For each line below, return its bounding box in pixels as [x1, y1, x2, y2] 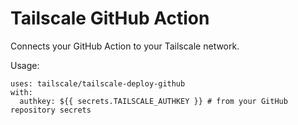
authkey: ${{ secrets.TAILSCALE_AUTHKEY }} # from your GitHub [19, 96, 288, 106]
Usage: [10, 59, 40, 71]
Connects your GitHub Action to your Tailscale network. [10, 40, 240, 52]
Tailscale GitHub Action [10, 7, 210, 30]
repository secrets [10, 105, 92, 115]
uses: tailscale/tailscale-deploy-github [10, 78, 186, 89]
